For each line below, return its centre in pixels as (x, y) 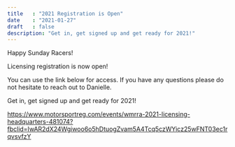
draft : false (31, 26)
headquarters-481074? (40, 122)
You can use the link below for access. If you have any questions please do (115, 80)
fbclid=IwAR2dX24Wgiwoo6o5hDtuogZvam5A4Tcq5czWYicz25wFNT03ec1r (117, 129)
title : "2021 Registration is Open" (65, 14)
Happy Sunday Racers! (40, 53)
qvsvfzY (19, 137)
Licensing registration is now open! (58, 66)
